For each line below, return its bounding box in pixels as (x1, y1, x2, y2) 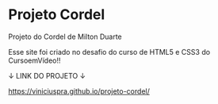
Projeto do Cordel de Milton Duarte (8, 32, 123, 41)
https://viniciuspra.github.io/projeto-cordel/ (8, 86, 151, 96)
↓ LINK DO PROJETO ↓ (8, 71, 86, 80)
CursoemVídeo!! (8, 56, 61, 65)
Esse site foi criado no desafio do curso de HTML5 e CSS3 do (8, 47, 211, 56)
